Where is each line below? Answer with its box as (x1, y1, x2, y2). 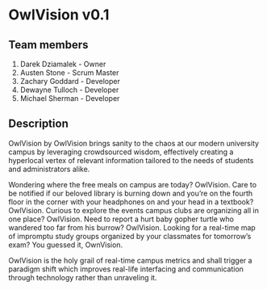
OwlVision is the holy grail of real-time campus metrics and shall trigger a (8, 255, 252, 265)
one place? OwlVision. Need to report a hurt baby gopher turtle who (8, 214, 234, 224)
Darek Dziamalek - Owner (19, 59, 106, 69)
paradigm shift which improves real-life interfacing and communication (8, 264, 244, 274)
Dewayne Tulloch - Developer (19, 85, 119, 95)
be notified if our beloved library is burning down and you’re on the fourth (8, 188, 253, 198)
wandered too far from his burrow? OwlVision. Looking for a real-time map (8, 222, 256, 232)
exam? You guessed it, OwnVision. (8, 240, 123, 250)
